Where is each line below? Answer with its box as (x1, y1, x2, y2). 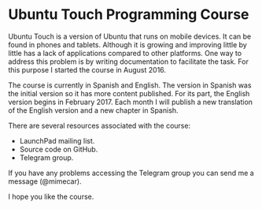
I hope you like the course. (8, 192, 94, 201)
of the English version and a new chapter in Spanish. (8, 105, 179, 115)
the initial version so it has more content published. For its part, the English (8, 88, 250, 98)
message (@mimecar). (8, 176, 82, 186)
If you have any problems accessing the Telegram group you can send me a (8, 168, 254, 177)
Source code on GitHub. (19, 144, 98, 154)
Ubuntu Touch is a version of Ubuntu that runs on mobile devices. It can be (8, 32, 252, 41)
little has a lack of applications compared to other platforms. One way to (8, 48, 242, 58)
